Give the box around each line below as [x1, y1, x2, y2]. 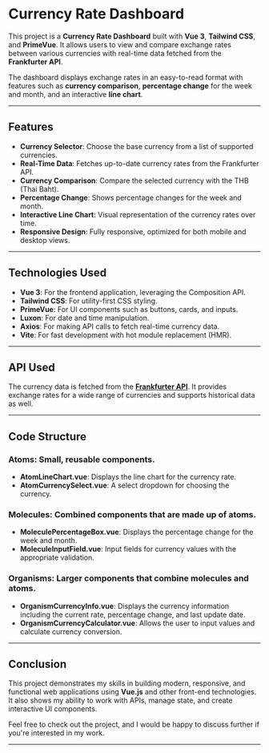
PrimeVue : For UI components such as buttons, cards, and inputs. [19, 304, 239, 314]
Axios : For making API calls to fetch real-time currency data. [19, 322, 220, 331]
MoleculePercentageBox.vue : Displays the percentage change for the [19, 527, 254, 537]
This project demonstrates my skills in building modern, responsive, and [8, 678, 246, 688]
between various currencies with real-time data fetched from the [8, 48, 222, 58]
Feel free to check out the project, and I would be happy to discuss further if [8, 719, 260, 730]
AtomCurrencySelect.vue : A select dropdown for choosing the [19, 480, 230, 490]
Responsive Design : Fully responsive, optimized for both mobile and [19, 226, 247, 237]
